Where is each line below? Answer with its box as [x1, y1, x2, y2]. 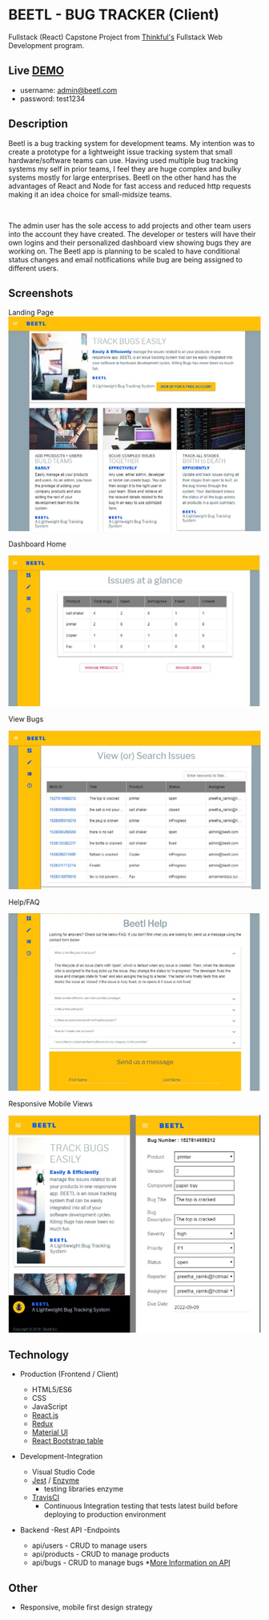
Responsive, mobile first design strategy [19, 1602, 154, 1612]
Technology [8, 1348, 70, 1362]
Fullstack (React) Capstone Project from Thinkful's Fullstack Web [8, 32, 223, 42]
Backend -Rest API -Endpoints [19, 1525, 120, 1535]
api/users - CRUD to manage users [31, 1541, 148, 1550]
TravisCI [31, 1492, 60, 1502]
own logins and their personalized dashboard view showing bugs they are [8, 238, 252, 247]
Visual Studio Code [31, 1467, 95, 1477]
